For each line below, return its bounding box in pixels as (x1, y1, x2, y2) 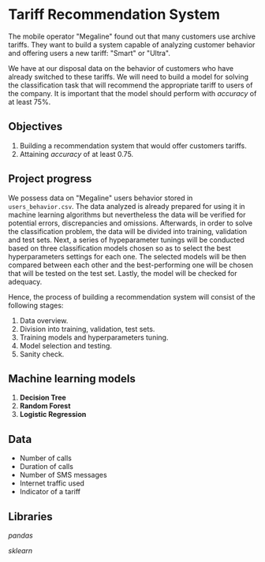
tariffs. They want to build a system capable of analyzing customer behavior (8, 39, 256, 49)
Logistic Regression (19, 410, 87, 419)
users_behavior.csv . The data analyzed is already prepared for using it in (8, 201, 246, 210)
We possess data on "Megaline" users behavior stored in (8, 193, 193, 203)
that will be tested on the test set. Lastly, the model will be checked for (8, 268, 238, 277)
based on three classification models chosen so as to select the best (8, 243, 231, 253)
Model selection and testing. (19, 341, 113, 350)
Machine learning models (8, 372, 136, 385)
